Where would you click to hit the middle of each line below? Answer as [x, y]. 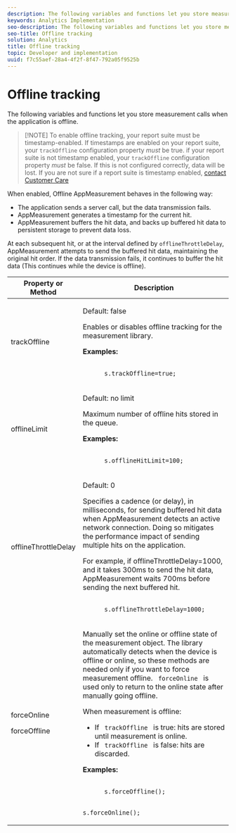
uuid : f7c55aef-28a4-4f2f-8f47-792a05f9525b [73, 60]
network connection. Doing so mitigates [148, 527]
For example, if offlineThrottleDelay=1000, [153, 560]
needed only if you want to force [136, 669]
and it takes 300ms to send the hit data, [148, 570]
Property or [43, 283]
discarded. [112, 753]
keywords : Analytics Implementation [61, 20]
